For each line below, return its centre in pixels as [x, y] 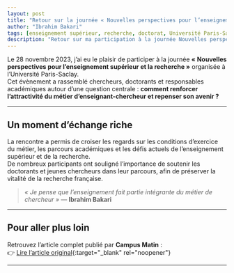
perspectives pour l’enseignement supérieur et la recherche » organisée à [116, 67]
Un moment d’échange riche [70, 125]
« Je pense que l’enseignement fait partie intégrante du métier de [118, 192]
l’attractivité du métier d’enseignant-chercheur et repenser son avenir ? [113, 96]
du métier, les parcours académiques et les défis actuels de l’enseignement [116, 149]
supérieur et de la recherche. [49, 156]
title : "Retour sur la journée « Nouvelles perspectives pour [99, 20]
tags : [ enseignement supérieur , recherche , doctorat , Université [104, 33]
